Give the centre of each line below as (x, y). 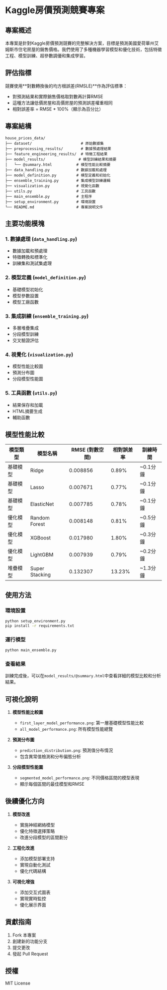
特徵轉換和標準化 (30, 257)
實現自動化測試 (35, 865)
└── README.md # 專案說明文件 (54, 207)
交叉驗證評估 (25, 340)
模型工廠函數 (25, 302)
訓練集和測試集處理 (32, 263)
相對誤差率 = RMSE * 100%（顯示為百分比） (58, 109)
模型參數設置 (25, 296)
